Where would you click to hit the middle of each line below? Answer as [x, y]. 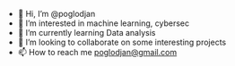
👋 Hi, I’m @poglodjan [57, 14]
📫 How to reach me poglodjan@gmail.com [97, 52]
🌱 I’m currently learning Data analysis [87, 33]
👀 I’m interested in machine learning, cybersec [104, 23]
